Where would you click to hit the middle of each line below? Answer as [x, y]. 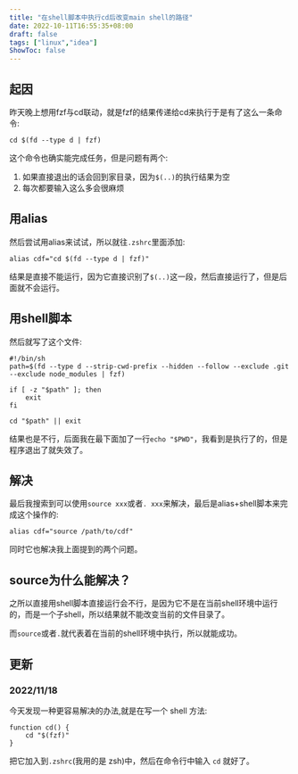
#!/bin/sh [28, 358]
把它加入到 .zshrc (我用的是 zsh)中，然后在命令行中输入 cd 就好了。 [132, 761]
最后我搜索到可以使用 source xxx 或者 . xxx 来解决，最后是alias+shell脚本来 [145, 504]
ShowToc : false [37, 51]
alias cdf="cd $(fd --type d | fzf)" [79, 259]
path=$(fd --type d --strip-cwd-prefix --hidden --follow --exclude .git [149, 366]
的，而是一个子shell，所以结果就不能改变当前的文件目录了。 [120, 614]
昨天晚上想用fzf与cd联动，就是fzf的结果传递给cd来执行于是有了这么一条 [142, 111]
